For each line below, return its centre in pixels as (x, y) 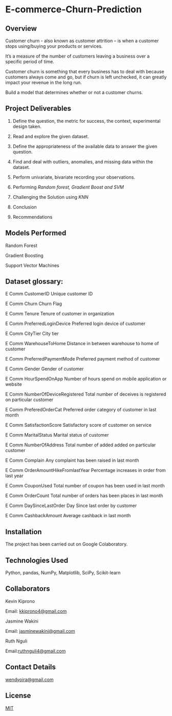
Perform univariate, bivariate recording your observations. (74, 177)
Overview (21, 29)
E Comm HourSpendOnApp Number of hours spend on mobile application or (86, 379)
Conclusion (25, 207)
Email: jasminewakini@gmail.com (40, 631)
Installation (24, 532)
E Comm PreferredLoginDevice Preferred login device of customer (76, 324)
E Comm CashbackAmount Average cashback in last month (68, 516)
